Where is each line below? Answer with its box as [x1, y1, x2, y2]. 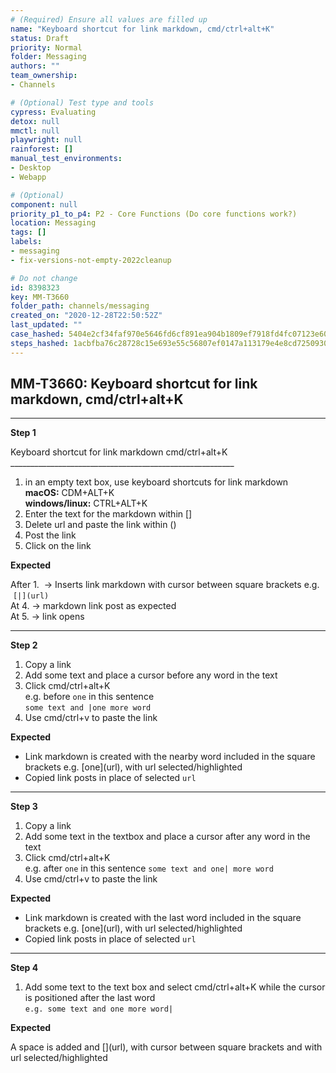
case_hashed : [10, 329, 65, 339]
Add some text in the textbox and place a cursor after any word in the [24, 831, 311, 843]
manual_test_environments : [10, 154, 123, 164]
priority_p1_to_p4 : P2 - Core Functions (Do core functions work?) [10, 209, 298, 219]
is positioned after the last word [24, 992, 156, 1004]
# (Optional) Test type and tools [10, 97, 155, 108]
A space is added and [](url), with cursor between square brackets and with [10, 1041, 323, 1053]
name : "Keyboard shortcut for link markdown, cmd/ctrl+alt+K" [10, 24, 275, 34]
